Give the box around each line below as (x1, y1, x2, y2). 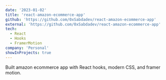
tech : (5, 26, 17, 32)
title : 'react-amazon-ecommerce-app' (5, 12, 86, 17)
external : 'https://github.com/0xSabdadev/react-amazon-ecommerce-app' (5, 21, 161, 27)
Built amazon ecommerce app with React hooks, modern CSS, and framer (5, 64, 161, 70)
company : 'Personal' (5, 45, 50, 50)
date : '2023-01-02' (5, 7, 47, 13)
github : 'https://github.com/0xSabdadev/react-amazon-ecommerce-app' (5, 17, 157, 22)
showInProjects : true (5, 50, 52, 55)
